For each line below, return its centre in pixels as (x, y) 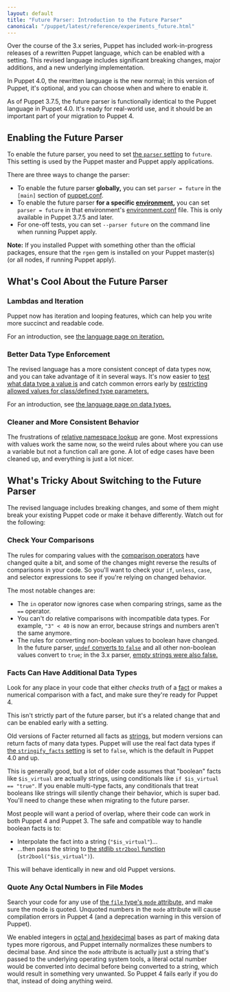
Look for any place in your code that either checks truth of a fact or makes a (115, 687)
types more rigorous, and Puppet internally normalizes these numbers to (110, 945)
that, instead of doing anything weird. (60, 981)
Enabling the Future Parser (65, 138)
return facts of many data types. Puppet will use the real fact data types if (111, 743)
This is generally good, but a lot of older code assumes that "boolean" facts (114, 771)
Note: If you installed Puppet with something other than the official (101, 245)
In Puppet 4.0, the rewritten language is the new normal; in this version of (111, 81)
